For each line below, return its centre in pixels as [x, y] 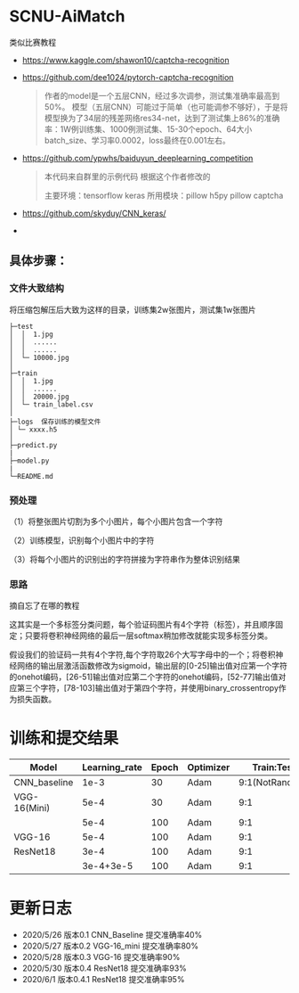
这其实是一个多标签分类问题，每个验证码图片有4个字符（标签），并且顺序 [142, 625]
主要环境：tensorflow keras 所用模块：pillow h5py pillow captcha [164, 195]
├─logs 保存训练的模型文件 [55, 422]
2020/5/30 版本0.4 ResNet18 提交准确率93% [104, 968]
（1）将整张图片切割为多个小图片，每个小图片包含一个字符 [116, 521]
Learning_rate [112, 767]
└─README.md [31, 476]
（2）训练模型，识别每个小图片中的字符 [82, 540]
